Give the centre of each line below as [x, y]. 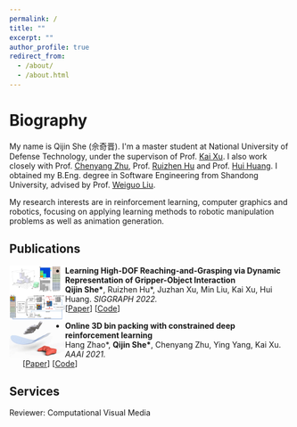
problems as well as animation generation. [87, 221]
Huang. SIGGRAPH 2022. [111, 299]
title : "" [28, 28]
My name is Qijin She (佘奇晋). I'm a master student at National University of [149, 146]
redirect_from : [37, 57]
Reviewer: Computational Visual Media [80, 413]
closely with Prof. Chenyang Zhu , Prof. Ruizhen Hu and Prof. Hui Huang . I [144, 166]
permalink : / [33, 19]
